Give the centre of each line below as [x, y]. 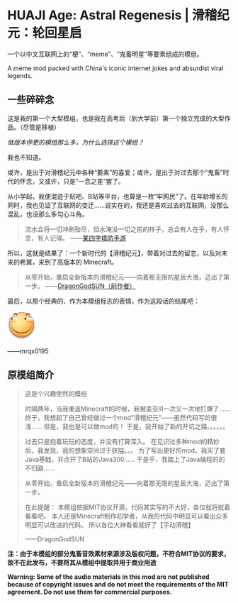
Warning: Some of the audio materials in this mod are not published [108, 577]
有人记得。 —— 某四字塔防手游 [81, 238]
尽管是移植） [41, 127]
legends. [20, 75]
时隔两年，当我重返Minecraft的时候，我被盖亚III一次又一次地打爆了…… [127, 409]
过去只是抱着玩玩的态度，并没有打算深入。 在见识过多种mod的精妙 [122, 441]
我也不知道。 [26, 157]
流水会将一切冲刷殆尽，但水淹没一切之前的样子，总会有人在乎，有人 [124, 229]
